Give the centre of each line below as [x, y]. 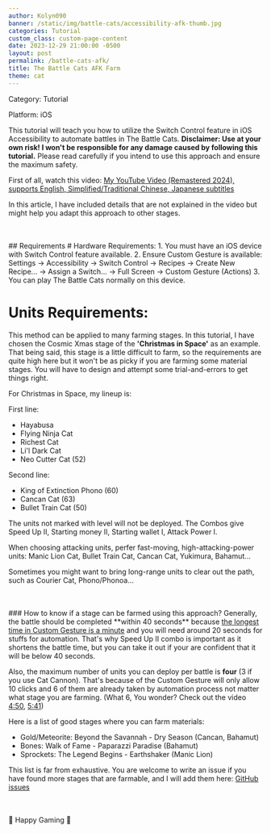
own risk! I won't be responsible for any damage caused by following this [133, 147]
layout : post [30, 53]
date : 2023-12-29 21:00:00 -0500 [65, 46]
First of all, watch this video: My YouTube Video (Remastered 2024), [122, 180]
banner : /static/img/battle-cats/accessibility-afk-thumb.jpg [115, 23]
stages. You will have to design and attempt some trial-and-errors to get [128, 369]
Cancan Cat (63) [48, 499]
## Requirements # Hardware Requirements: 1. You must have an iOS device [135, 245]
